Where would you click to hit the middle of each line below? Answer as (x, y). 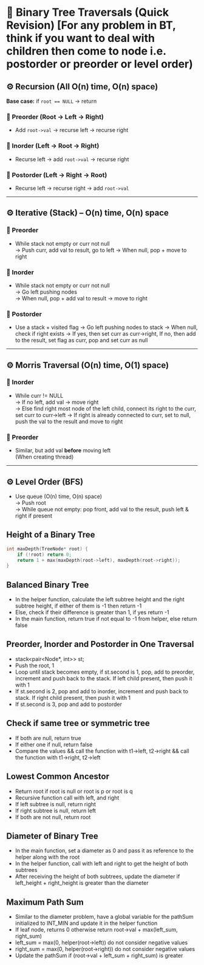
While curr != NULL (39, 395)
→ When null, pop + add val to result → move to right (81, 298)
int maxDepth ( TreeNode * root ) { (47, 549)
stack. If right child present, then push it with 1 (73, 697)
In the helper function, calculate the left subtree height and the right (100, 600)
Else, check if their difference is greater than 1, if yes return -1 (92, 612)
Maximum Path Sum (45, 902)
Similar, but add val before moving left (63, 451)
